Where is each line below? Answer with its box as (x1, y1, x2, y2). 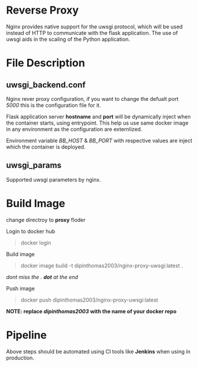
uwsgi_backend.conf (6, 80, 86, 90)
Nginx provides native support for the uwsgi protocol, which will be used (6, 23, 183, 30)
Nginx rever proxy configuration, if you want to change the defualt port (6, 95, 179, 102)
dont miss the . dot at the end (6, 273, 79, 280)
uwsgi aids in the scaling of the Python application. (6, 35, 131, 42)
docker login (20, 239, 51, 246)
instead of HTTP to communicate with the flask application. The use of (6, 29, 178, 36)
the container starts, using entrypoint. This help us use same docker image (6, 119, 189, 126)
